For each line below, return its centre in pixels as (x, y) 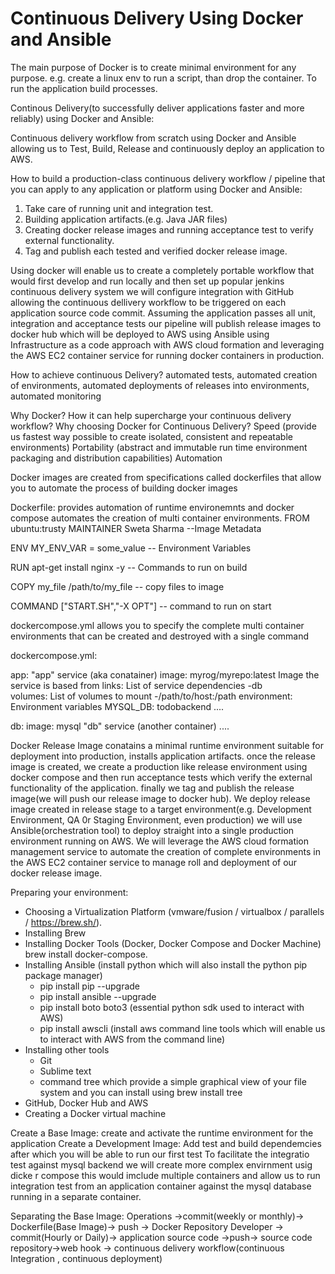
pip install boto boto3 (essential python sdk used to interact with (172, 1007)
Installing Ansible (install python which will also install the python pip (166, 964)
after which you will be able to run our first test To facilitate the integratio (160, 1154)
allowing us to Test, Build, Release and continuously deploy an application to (167, 148)
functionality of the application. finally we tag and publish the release (152, 788)
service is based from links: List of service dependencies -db (136, 685)
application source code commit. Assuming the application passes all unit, (163, 313)
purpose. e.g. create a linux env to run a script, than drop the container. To (163, 78)
